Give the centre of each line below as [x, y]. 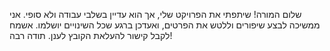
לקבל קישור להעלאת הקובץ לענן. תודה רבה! [91, 35]
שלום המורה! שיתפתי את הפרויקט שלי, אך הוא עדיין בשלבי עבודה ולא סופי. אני [155, 14]
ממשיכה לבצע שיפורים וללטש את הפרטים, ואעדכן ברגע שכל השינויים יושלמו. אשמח [165, 25]
